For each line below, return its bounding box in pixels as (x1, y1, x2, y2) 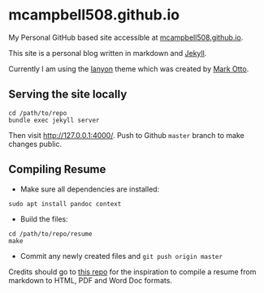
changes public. (8, 139, 63, 149)
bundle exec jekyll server (8, 116, 100, 124)
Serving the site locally (8, 88, 128, 101)
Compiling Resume (8, 162, 106, 176)
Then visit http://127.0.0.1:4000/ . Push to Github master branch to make (8, 130, 245, 140)
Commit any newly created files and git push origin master (19, 251, 223, 261)
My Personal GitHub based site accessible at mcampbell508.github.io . (8, 32, 244, 42)
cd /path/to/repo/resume (8, 230, 93, 238)
